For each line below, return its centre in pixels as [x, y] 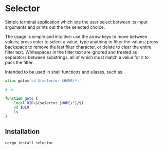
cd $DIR [21, 108]
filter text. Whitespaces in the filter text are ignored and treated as [71, 52]
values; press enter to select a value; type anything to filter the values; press [82, 41]
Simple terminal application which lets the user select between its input [76, 22]
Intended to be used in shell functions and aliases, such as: [64, 72]
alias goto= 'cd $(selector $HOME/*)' [43, 81]
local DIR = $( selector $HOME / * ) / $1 [49, 103]
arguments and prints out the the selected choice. [55, 27]
